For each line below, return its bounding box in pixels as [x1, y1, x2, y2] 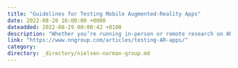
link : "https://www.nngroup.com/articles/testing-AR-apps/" [7, 37, 189, 44]
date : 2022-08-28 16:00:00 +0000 [7, 17, 106, 24]
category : [7, 43, 37, 50]
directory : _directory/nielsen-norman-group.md [7, 50, 151, 57]
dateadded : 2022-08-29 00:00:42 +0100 [7, 23, 122, 30]
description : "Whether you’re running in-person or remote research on [7, 30, 223, 38]
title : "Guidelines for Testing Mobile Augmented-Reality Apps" [7, 10, 201, 18]
